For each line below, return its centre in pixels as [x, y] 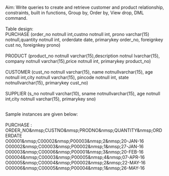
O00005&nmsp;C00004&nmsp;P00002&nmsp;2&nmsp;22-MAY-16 [75, 163]
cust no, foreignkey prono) [33, 45]
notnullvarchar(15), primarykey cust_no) [47, 83]
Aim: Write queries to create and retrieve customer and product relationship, [85, 7]
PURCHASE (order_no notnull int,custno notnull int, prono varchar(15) [77, 34]
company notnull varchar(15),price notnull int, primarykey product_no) [78, 61]
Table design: [19, 29]
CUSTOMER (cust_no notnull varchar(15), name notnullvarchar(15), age [79, 72]
